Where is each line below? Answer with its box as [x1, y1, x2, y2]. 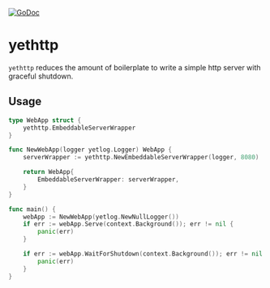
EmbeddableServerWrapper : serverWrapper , [37, 176, 180, 184]
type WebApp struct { [8, 116, 82, 125]
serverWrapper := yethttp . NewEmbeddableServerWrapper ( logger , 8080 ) [23, 154, 259, 162]
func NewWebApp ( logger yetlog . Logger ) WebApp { [8, 146, 173, 154]
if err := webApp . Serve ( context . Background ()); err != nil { [23, 220, 234, 228]
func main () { [8, 205, 57, 214]
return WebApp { [23, 168, 75, 176]
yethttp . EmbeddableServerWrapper [23, 124, 136, 132]
